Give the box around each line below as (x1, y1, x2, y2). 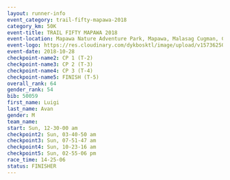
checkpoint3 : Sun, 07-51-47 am (7, 138, 97, 144)
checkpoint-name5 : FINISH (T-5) (7, 73, 99, 81)
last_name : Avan (7, 105, 53, 112)
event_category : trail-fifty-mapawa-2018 (7, 16, 127, 23)
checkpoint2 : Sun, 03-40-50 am (7, 131, 97, 138)
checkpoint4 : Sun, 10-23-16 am (7, 144, 97, 151)
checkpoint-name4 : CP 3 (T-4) (7, 67, 94, 74)
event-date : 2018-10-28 (7, 49, 75, 55)
